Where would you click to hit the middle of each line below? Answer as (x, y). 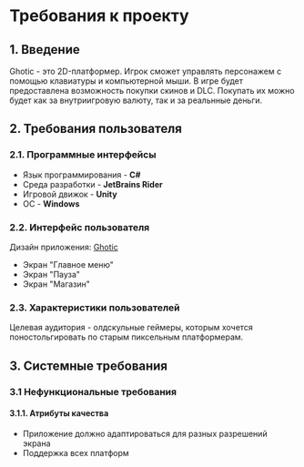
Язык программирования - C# (81, 175)
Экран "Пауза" (51, 274)
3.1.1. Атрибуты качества (59, 413)
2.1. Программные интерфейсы (83, 155)
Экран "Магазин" (56, 284)
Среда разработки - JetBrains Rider (92, 184)
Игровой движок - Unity (70, 194)
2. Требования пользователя (96, 129)
